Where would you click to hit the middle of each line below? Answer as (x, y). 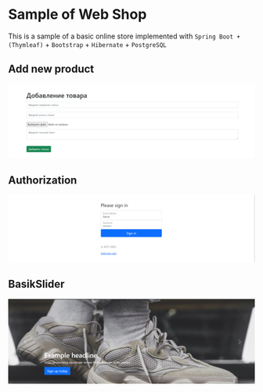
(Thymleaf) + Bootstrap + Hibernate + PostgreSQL (87, 44)
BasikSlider (36, 284)
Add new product (51, 69)
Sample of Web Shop (77, 15)
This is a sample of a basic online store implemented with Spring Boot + (124, 36)
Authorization (43, 180)
